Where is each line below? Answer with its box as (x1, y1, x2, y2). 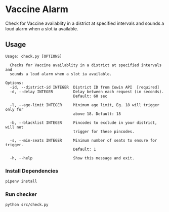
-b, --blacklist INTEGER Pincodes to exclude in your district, (10, 120, 157, 125)
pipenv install (5, 179, 37, 184)
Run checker (5, 191, 37, 198)
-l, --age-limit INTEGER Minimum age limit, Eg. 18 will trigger (10, 102, 159, 107)
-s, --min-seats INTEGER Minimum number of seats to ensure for (10, 138, 157, 143)
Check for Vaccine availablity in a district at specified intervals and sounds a (5, 20, 164, 26)
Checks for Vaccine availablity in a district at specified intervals (10, 62, 162, 68)
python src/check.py (5, 202, 49, 207)
